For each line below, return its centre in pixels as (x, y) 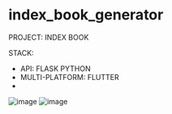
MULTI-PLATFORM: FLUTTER (69, 77)
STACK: (21, 53)
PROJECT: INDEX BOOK (49, 37)
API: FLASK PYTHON (55, 68)
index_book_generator (86, 15)
